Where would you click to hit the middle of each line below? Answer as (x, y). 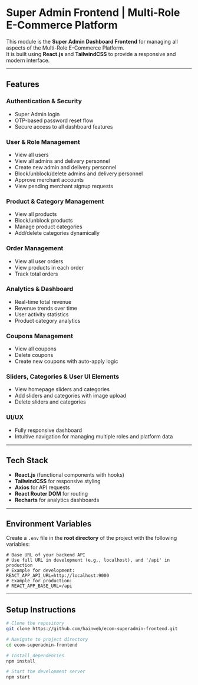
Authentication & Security (44, 101)
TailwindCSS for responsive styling (58, 481)
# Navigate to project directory (47, 639)
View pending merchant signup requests (64, 186)
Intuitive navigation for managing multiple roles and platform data (94, 436)
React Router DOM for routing (51, 493)
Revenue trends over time (46, 308)
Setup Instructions (41, 610)
